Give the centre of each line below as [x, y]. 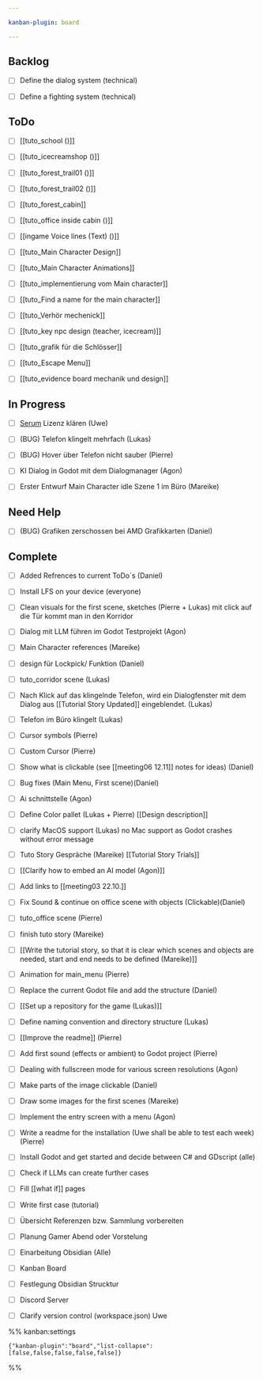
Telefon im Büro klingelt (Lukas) [71, 719]
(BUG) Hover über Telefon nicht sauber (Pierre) [96, 455]
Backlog [29, 61]
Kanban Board [43, 1268]
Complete [33, 556]
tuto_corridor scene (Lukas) [65, 679]
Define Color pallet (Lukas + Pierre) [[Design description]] [114, 815]
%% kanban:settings [42, 1332]
